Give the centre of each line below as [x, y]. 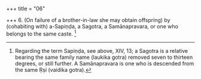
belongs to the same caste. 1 [41, 33]
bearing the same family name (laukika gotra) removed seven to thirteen [104, 57]
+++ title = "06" [26, 9]
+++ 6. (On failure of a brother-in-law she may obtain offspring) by [88, 20]
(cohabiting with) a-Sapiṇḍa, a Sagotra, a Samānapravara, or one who [92, 26]
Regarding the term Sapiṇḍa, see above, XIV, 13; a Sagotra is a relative [101, 50]
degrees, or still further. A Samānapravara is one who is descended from [104, 63]
